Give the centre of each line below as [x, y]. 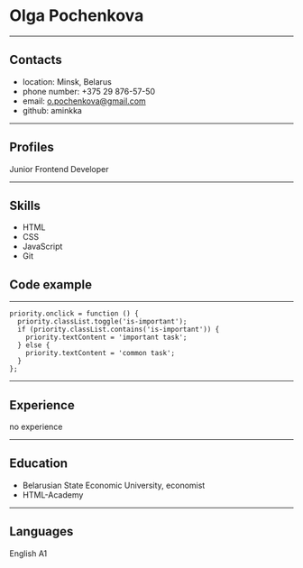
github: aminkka [52, 110]
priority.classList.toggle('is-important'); [102, 322]
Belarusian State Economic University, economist [114, 485]
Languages [41, 531]
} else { [34, 345]
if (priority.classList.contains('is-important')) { [119, 330]
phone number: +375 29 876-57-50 [89, 91]
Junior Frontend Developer [60, 169]
